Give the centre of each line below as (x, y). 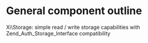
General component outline (74, 11)
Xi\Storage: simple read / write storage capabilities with (73, 27)
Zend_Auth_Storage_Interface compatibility (58, 33)
